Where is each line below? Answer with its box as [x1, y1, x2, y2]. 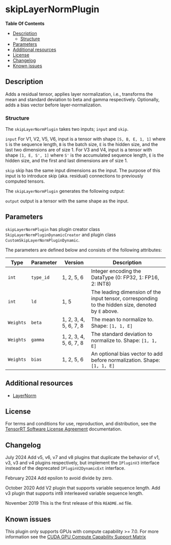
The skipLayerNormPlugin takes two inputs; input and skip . [5, 126, 129, 132]
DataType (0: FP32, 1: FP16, [91, 274, 159, 281]
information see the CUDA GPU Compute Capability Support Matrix [5, 534, 146, 540]
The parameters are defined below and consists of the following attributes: [5, 247, 162, 253]
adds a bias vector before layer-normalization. [5, 102, 102, 108]
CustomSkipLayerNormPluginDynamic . [5, 237, 80, 243]
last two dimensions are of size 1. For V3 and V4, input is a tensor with [5, 147, 152, 153]
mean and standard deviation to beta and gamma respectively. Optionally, [5, 96, 160, 102]
